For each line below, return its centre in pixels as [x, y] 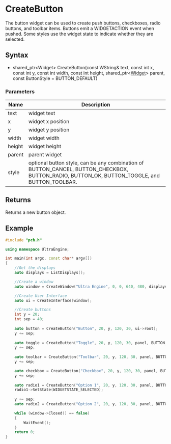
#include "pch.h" [24, 240]
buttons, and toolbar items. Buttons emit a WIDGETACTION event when [80, 28]
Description [96, 105]
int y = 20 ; [27, 314]
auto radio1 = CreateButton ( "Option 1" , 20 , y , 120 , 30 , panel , [84, 385]
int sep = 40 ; [29, 319]
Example [19, 228]
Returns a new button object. [36, 212]
